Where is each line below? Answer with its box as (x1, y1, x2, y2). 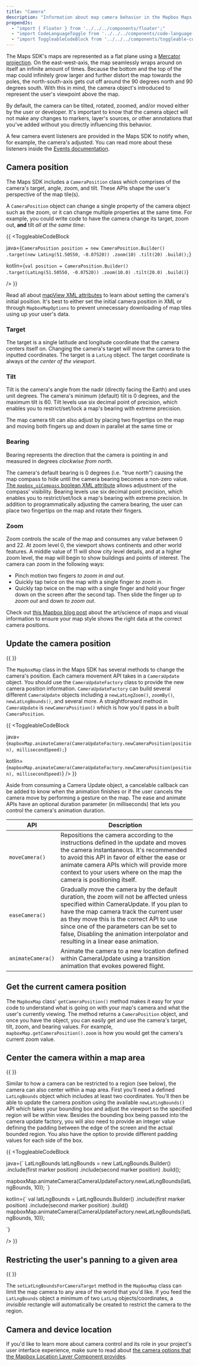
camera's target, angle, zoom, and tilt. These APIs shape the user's (6, 184, 170, 191)
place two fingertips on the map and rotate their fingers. (6, 506, 143, 514)
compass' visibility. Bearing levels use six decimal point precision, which (6, 488, 183, 495)
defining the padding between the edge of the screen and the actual (6, 1124, 173, 1131)
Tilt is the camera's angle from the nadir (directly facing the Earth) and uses (6, 386, 191, 393)
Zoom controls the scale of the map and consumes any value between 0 (6, 536, 183, 542)
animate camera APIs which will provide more (60, 860, 188, 868)
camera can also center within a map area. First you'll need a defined (6, 1086, 175, 1094)
